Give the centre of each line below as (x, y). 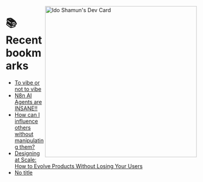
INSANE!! (26, 108)
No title (23, 172)
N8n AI (23, 95)
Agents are (28, 102)
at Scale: (25, 160)
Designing (27, 153)
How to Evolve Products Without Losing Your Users (78, 166)
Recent (24, 40)
